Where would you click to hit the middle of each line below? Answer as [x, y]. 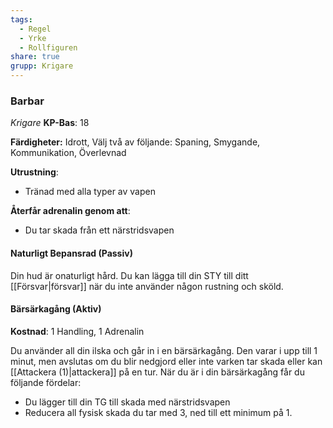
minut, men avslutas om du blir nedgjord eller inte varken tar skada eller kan [166, 361]
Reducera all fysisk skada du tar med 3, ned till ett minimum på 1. [158, 412]
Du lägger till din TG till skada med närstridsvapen [127, 402]
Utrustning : [34, 172]
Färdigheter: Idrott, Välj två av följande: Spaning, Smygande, [135, 142]
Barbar [27, 101]
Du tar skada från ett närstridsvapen [99, 230]
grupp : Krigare [42, 66]
